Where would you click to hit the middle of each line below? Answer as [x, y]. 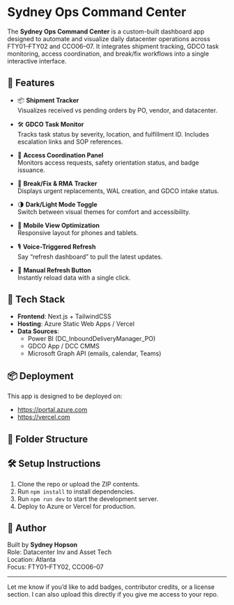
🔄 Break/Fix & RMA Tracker [57, 183]
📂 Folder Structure [48, 439]
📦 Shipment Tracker [48, 100]
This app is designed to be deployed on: [65, 396]
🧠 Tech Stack [36, 299]
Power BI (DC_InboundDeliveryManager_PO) [92, 338]
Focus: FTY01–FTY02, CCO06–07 [55, 567]
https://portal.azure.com [52, 410]
